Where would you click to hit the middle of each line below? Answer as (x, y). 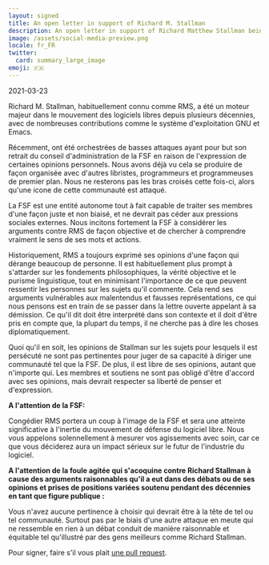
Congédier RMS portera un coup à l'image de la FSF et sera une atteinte (127, 421)
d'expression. (31, 389)
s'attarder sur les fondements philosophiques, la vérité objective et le (122, 272)
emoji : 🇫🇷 (26, 68)
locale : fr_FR (32, 46)
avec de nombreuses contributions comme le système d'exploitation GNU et (134, 123)
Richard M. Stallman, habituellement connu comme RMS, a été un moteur (129, 106)
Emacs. (20, 131)
